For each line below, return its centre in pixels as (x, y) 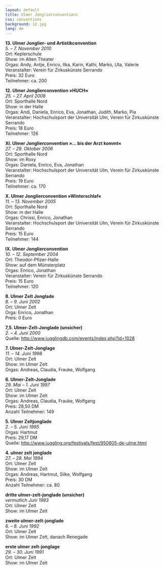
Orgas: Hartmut (22, 432)
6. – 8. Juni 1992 (22, 526)
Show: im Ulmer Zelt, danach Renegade (47, 537)
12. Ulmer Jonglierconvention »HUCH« (47, 91)
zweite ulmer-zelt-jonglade (35, 521)
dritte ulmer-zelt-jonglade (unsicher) (45, 495)
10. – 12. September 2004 (32, 254)
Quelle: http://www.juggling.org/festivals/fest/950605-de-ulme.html (76, 443)
